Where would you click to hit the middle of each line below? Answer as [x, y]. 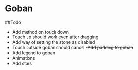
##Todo [13, 22]
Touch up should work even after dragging [55, 37]
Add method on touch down [41, 32]
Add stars [22, 63]
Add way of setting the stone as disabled [54, 42]
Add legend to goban [34, 53]
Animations [24, 58]
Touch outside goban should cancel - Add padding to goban [73, 47]
